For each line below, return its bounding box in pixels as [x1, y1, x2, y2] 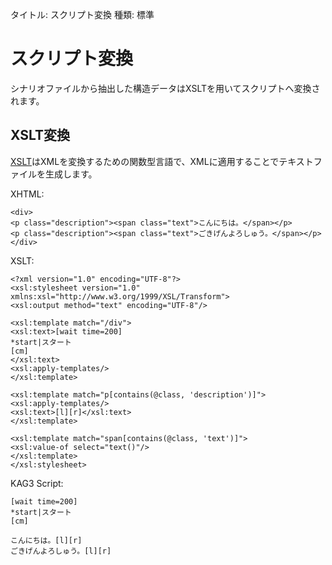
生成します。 [44, 168, 98, 180]
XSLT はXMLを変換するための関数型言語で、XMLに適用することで [10, 155, 280, 167]
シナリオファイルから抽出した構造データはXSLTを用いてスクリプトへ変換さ [10, 82, 321, 94]
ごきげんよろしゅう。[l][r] [10, 546, 112, 556]
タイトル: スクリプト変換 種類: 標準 [10, 9, 155, 20]
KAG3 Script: [10, 477, 64, 489]
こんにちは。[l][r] [10, 535, 83, 545]
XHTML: [10, 188, 45, 200]
